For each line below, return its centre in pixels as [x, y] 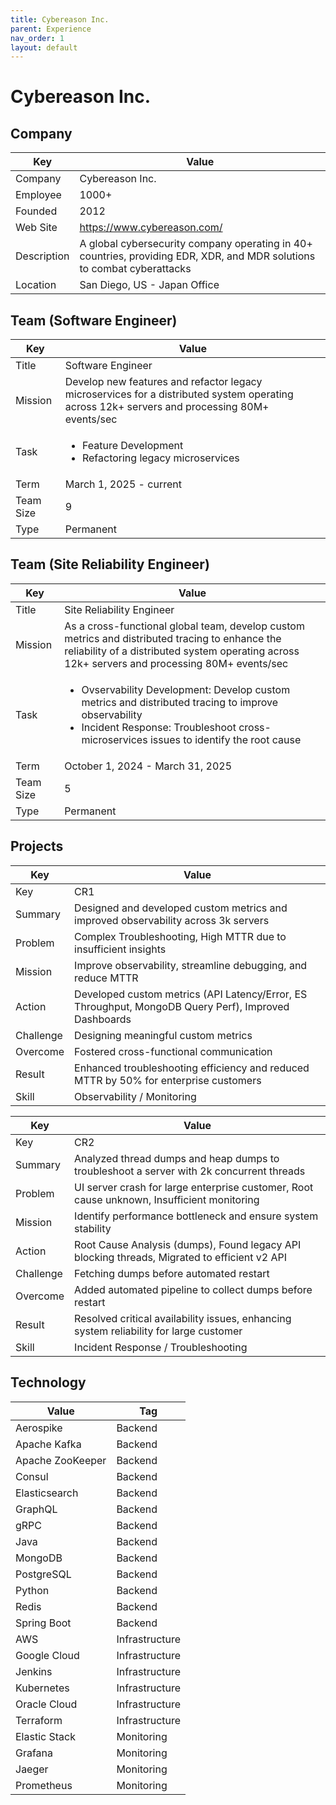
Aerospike [39, 1428]
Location [36, 285]
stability [93, 1228]
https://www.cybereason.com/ [151, 228]
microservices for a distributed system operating [179, 394]
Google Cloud [47, 1655]
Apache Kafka [48, 1444]
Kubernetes [42, 1688]
